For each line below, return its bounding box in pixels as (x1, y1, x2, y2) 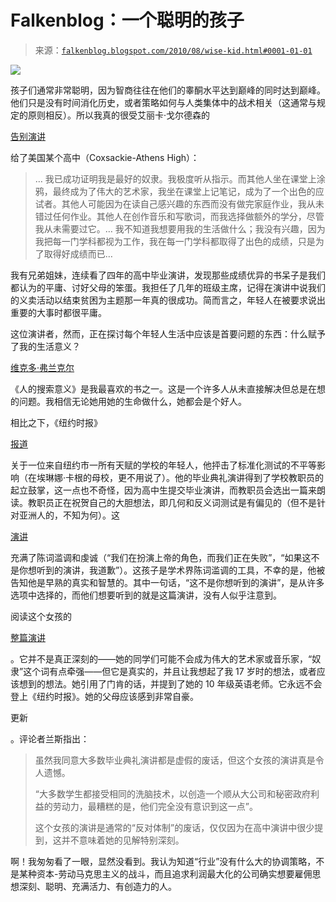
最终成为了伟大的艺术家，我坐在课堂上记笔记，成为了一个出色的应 (52, 185, 325, 197)
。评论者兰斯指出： (10, 732, 90, 745)
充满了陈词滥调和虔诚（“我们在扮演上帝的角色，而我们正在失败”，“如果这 (10, 551, 312, 563)
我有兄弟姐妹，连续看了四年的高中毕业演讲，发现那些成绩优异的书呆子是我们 (10, 269, 326, 281)
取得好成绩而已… (43, 247, 113, 260)
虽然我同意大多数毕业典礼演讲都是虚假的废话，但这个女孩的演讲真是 (34, 754, 316, 766)
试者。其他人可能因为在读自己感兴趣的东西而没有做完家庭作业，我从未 (34, 197, 325, 210)
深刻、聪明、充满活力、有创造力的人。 (18, 880, 177, 892)
